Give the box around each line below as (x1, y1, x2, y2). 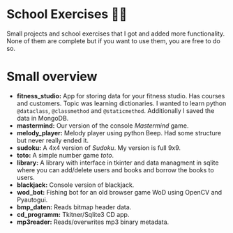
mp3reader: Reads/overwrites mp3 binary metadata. (16, 218, 170, 226)
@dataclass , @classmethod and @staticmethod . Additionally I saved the (16, 106, 215, 114)
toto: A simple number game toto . (16, 151, 114, 159)
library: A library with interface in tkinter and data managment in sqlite (16, 158, 219, 167)
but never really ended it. (16, 136, 89, 144)
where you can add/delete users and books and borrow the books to (16, 165, 214, 174)
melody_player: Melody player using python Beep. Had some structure (16, 128, 221, 137)
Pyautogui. (16, 195, 48, 204)
